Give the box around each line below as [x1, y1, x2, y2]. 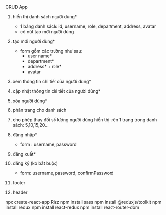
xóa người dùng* [12, 98, 47, 104]
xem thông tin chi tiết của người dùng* [12, 79, 91, 84]
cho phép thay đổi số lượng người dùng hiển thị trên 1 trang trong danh [12, 117, 157, 123]
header [12, 189, 28, 195]
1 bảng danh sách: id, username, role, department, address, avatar [20, 23, 156, 29]
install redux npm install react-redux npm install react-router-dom [5, 204, 139, 210]
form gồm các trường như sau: [20, 48, 83, 54]
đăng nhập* [12, 132, 38, 138]
